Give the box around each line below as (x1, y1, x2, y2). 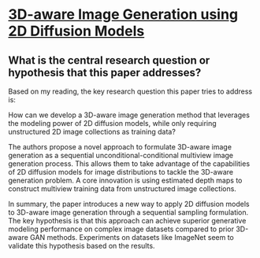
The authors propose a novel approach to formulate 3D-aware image (8, 142, 232, 151)
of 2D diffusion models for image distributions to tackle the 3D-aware (8, 168, 234, 176)
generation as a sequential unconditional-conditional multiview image (8, 151, 234, 160)
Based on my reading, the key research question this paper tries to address (8, 87, 253, 96)
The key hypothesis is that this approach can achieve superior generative (8, 216, 247, 225)
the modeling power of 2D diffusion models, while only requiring (8, 119, 217, 127)
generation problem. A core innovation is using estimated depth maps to (8, 175, 243, 185)
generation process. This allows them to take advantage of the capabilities (8, 159, 251, 168)
